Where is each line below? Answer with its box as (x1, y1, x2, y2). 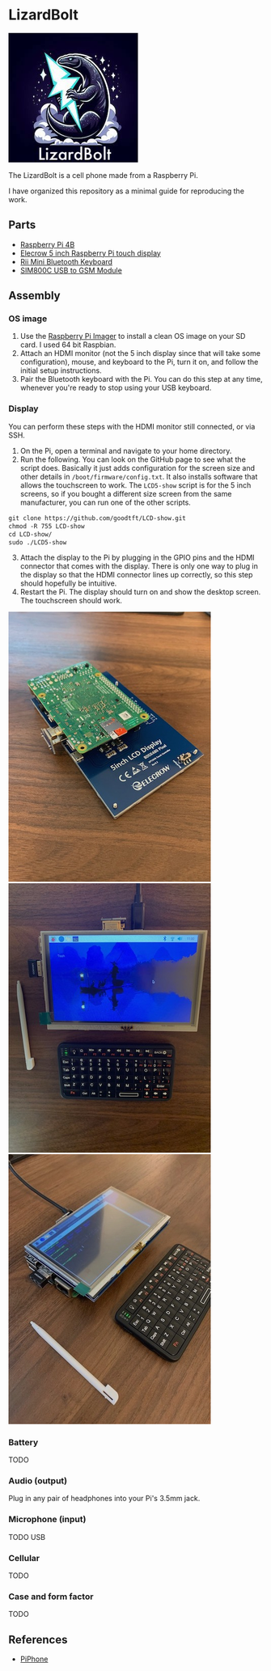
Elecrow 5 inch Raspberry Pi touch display (19, 248, 162, 258)
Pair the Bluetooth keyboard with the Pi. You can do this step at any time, (19, 374, 263, 384)
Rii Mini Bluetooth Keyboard (19, 256, 113, 266)
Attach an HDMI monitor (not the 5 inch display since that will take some (19, 349, 261, 358)
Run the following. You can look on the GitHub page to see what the (19, 455, 247, 464)
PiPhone (19, 1654, 49, 1664)
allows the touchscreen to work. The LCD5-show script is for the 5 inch (19, 480, 252, 490)
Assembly (8, 289, 61, 302)
